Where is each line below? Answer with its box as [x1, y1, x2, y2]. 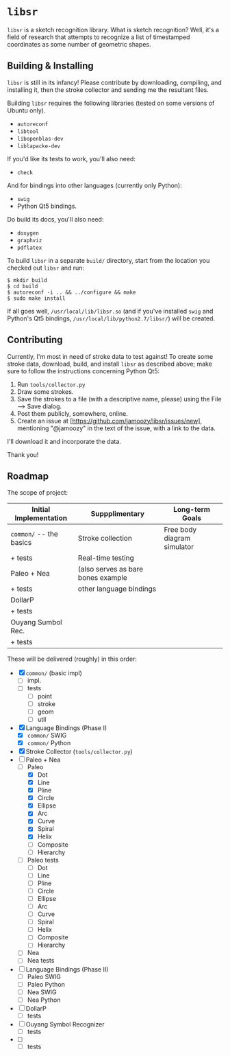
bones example [77, 573, 128, 583]
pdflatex [16, 244, 42, 251]
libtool [16, 128, 39, 135]
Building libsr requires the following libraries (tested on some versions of [7, 99, 215, 107]
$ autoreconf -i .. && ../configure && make [7, 289, 136, 296]
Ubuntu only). [7, 106, 46, 115]
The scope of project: [7, 489, 68, 497]
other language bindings [77, 584, 157, 594]
